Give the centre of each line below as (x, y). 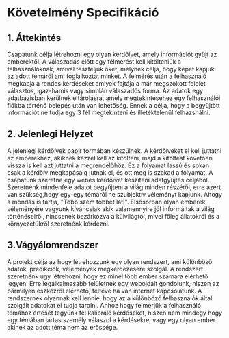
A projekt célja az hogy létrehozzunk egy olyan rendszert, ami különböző (110, 261)
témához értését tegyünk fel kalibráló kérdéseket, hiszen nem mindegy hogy (115, 313)
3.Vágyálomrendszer (53, 245)
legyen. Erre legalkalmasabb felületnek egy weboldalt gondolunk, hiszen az (113, 283)
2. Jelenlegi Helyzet (50, 134)
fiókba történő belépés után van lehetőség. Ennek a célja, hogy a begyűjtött (113, 105)
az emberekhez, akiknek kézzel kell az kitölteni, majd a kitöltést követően (110, 158)
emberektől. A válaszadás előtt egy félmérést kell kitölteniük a (94, 62)
